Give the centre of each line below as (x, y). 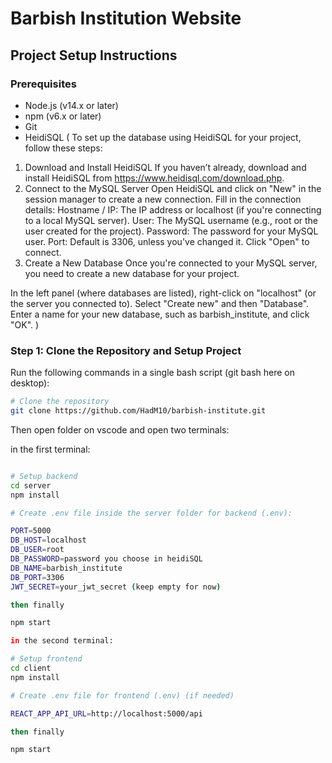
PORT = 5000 (31, 531)
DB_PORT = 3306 (37, 577)
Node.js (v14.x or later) (71, 105)
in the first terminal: (50, 449)
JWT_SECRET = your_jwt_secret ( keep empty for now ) (116, 587)
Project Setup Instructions (94, 55)
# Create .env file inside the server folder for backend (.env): (151, 513)
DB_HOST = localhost (48, 540)
